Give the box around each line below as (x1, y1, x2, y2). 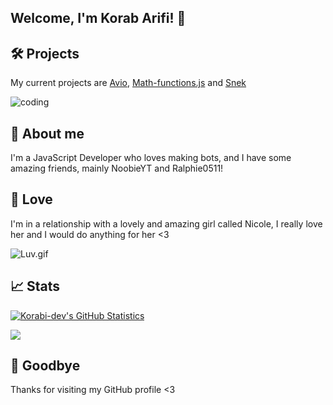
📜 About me (10, 125, 85, 142)
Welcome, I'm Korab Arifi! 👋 (10, 10, 187, 27)
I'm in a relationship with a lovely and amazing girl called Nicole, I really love (10, 217, 323, 230)
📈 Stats (10, 278, 61, 295)
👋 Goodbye (10, 357, 81, 375)
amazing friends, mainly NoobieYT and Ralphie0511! (10, 162, 224, 175)
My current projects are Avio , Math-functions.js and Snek (10, 77, 247, 89)
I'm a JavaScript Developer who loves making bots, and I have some (10, 152, 292, 164)
